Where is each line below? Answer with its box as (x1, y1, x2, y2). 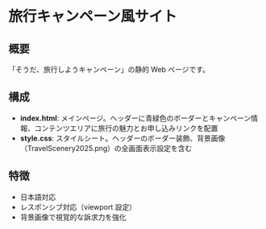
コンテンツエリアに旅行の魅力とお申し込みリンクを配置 (34, 123, 218, 133)
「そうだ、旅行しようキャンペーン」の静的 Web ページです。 (8, 65, 210, 74)
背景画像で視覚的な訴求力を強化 (19, 212, 127, 222)
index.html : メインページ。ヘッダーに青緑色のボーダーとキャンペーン (19, 113, 251, 123)
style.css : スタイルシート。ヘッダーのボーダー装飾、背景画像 (19, 133, 226, 143)
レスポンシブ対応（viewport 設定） (19, 202, 137, 211)
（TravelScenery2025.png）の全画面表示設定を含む (19, 143, 193, 153)
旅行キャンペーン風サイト (8, 7, 177, 26)
